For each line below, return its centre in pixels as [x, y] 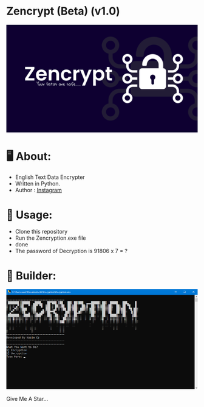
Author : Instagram [39, 190]
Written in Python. [38, 184]
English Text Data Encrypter [50, 177]
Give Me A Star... [27, 398]
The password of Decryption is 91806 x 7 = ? [71, 251]
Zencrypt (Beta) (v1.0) [63, 11]
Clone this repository [41, 232]
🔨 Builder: [31, 276]
